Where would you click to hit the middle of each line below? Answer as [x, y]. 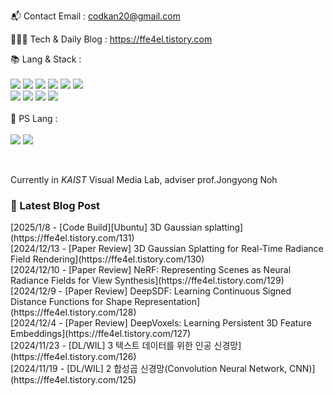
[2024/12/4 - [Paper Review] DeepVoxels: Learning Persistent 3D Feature [161, 323]
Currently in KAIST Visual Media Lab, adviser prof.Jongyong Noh [144, 179]
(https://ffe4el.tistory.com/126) [73, 357]
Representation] [167, 302]
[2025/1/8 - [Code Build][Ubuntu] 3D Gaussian [106, 227]
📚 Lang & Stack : [46, 59]
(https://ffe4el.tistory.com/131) [72, 238]
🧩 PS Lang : [34, 118]
